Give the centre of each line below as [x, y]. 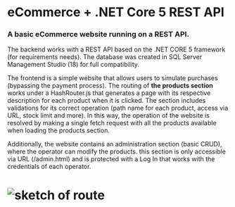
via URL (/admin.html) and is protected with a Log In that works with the [111, 159]
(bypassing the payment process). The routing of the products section [110, 86]
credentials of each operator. [49, 167]
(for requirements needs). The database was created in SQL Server [105, 57]
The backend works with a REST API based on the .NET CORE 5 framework [116, 49]
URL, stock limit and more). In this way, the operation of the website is [108, 115]
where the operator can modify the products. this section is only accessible [117, 151]
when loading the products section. [59, 130]
